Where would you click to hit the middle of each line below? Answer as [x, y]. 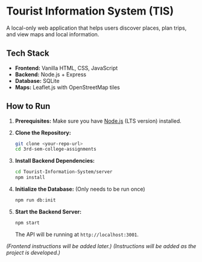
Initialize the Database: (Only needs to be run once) [80, 189]
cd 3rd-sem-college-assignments [55, 149]
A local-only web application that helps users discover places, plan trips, [96, 28]
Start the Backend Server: [48, 211]
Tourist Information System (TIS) [90, 11]
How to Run [28, 106]
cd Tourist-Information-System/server [64, 172]
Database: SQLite [37, 80]
